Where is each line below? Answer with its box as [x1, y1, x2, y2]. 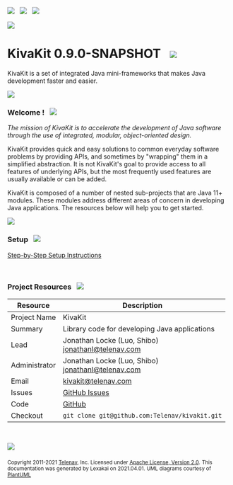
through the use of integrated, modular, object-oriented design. [7, 131, 192, 139]
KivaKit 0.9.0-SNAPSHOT [7, 46, 161, 62]
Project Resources [7, 282, 72, 292]
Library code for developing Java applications [62, 324, 215, 333]
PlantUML [7, 471, 32, 478]
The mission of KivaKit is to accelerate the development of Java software [7, 124, 222, 132]
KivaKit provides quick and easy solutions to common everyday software [7, 145, 220, 154]
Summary [11, 324, 44, 333]
